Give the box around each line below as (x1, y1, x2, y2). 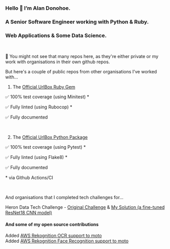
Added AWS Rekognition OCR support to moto (5, 233, 102, 239)
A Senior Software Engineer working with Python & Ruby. (5, 18, 149, 25)
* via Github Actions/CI (5, 175, 53, 181)
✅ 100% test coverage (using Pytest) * (5, 144, 86, 150)
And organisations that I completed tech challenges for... (5, 195, 123, 201)
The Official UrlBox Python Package (12, 134, 88, 141)
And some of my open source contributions (5, 221, 99, 227)
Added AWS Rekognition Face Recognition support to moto (5, 238, 129, 244)
